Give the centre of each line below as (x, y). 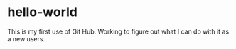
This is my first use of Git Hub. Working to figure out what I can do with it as (118, 31)
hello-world (43, 12)
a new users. (26, 38)
